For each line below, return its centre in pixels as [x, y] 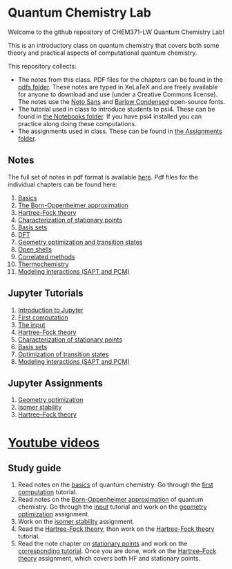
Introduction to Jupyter [50, 310]
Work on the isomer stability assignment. [76, 522]
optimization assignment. [54, 514]
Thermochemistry [43, 264]
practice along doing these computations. [77, 123]
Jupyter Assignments [55, 383]
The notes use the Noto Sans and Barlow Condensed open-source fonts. [122, 101]
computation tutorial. [48, 492]
